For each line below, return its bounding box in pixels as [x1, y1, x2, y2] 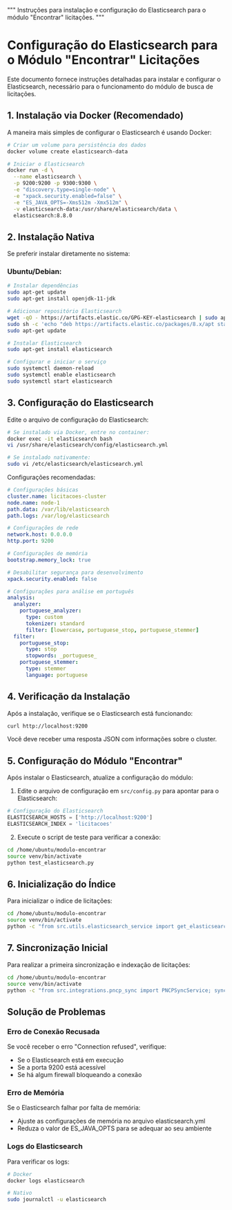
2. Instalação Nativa [7, 231, 95, 243]
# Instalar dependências [7, 282, 79, 289]
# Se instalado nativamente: [7, 454, 91, 461]
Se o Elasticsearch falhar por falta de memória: [7, 1103, 141, 1112]
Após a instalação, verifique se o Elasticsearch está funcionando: [7, 709, 193, 717]
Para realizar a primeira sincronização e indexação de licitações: [7, 960, 191, 968]
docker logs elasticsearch [7, 1177, 85, 1184]
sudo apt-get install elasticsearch [7, 346, 113, 353]
